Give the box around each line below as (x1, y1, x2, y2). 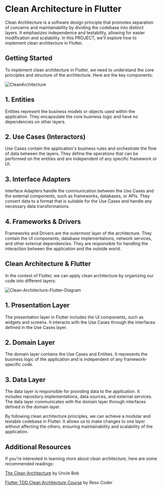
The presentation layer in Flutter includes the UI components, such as (5, 314, 144, 320)
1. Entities (5, 95, 35, 104)
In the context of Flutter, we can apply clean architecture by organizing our (5, 272, 154, 278)
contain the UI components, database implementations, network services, (5, 236, 152, 241)
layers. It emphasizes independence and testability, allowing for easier (5, 30, 145, 35)
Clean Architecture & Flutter (5, 260, 91, 268)
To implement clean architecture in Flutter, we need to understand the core (5, 67, 154, 73)
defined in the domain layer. (5, 404, 60, 410)
